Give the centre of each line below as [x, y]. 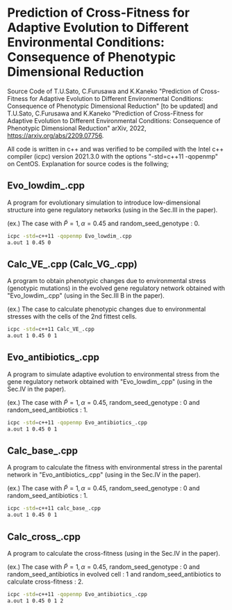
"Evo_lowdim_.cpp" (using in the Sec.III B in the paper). [86, 296]
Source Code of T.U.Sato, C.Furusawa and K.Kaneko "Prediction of [103, 91]
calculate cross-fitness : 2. [45, 581]
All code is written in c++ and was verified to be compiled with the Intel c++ [116, 149]
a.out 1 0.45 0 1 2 [35, 601]
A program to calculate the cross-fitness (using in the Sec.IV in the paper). [114, 553]
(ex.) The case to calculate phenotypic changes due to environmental [107, 309]
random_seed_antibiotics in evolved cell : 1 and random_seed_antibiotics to [114, 574]
